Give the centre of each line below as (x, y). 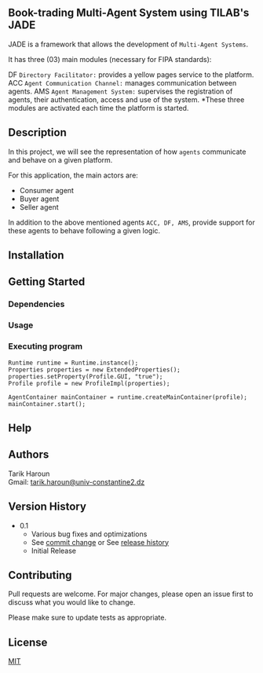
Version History (47, 507)
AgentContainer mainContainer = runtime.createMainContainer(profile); (128, 397)
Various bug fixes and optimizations (89, 534)
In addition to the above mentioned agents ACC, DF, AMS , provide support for (131, 222)
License (28, 642)
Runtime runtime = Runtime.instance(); (73, 363)
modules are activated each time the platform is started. (99, 108)
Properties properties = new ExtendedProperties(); (94, 369)
